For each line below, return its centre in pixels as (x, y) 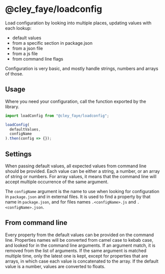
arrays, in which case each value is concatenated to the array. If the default (82, 261)
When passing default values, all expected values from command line (76, 166)
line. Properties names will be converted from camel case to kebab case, (79, 240)
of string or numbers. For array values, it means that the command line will (81, 176)
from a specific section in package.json (52, 43)
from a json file (27, 48)
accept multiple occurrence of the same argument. (57, 182)
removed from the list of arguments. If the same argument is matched (76, 250)
